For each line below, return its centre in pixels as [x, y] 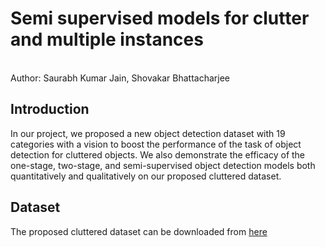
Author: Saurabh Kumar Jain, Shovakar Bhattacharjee [120, 78]
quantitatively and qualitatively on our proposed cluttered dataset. [146, 176]
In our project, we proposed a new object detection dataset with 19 [148, 133]
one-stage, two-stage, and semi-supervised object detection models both [163, 165]
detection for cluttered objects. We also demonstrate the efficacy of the [158, 154]
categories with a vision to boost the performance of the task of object [156, 144]
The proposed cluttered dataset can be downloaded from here [139, 231]
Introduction [50, 109]
